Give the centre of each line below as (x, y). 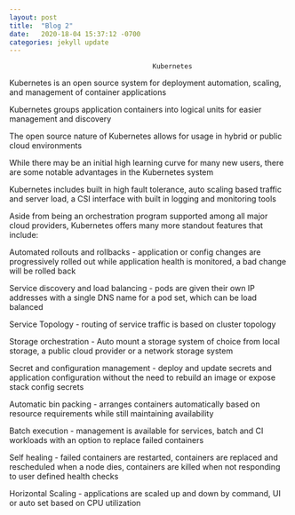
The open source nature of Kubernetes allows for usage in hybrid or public (146, 136)
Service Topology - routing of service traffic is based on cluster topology (143, 324)
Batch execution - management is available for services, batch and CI (136, 431)
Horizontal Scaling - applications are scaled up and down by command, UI (145, 494)
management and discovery (60, 119)
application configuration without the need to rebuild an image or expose (143, 377)
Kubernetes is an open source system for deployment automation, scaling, (145, 83)
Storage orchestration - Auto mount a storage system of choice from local (144, 342)
